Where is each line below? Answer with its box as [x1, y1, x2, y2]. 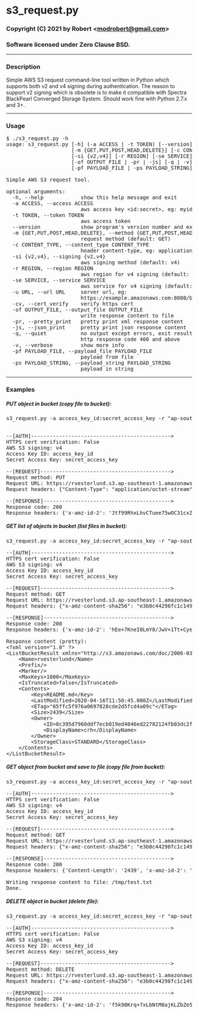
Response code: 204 [6, 995, 62, 1002]
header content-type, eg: [80, 248, 156, 254]
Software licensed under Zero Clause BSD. [6, 41, 131, 49]
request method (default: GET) [80, 236, 171, 242]
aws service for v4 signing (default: [80, 283, 193, 290]
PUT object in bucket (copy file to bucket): [6, 400, 112, 407]
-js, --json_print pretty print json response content [12, 324, 187, 331]
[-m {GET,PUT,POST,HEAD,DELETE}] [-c [71, 147, 181, 154]
